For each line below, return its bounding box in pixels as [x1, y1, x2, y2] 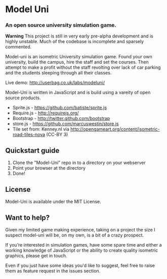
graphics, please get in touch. [5, 252, 67, 259]
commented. [5, 44, 32, 50]
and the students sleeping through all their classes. [5, 70, 112, 76]
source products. [5, 95, 41, 101]
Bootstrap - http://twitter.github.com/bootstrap [12, 115, 110, 122]
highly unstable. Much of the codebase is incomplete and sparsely [5, 38, 144, 45]
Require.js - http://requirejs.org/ [12, 110, 79, 116]
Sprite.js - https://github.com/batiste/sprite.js [12, 105, 107, 111]
